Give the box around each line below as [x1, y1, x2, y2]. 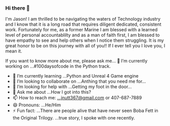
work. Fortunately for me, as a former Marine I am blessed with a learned [5, 27, 158, 33]
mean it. [5, 48, 22, 54]
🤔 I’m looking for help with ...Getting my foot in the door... [12, 84, 132, 90]
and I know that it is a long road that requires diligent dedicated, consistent [5, 21, 161, 27]
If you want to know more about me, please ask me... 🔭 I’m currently [5, 58, 148, 64]
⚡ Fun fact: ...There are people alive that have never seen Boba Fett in [12, 108, 158, 114]
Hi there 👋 [5, 5, 30, 12]
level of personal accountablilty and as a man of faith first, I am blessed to [5, 32, 160, 38]
